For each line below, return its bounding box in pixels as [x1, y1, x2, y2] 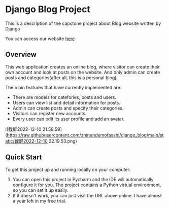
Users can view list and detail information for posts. [12, 99, 121, 106]
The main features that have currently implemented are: [5, 84, 122, 90]
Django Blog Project [5, 4, 90, 15]
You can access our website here [5, 36, 75, 42]
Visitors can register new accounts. [12, 110, 87, 116]
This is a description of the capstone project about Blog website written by [5, 20, 161, 26]
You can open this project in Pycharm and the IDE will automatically [12, 176, 154, 182]
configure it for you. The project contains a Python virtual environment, [12, 182, 161, 188]
